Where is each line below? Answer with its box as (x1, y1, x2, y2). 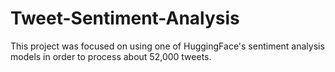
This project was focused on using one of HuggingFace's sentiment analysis (10, 40, 325, 52)
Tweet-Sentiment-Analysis (10, 7, 240, 30)
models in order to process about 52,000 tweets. (10, 50, 212, 62)
